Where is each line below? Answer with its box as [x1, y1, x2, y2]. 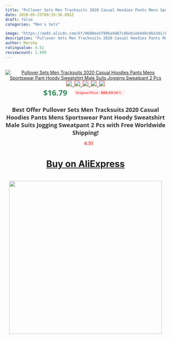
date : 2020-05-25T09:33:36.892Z [5, 12, 74, 17]
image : [5, 31, 19, 36]
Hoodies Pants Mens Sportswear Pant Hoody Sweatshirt [6, 113, 165, 122]
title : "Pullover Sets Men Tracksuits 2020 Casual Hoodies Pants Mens [5, 7, 158, 13]
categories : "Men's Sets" [5, 21, 60, 27]
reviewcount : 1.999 [5, 50, 47, 55]
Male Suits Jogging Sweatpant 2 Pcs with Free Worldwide [5, 120, 166, 129]
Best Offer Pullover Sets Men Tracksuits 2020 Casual [12, 105, 159, 114]
